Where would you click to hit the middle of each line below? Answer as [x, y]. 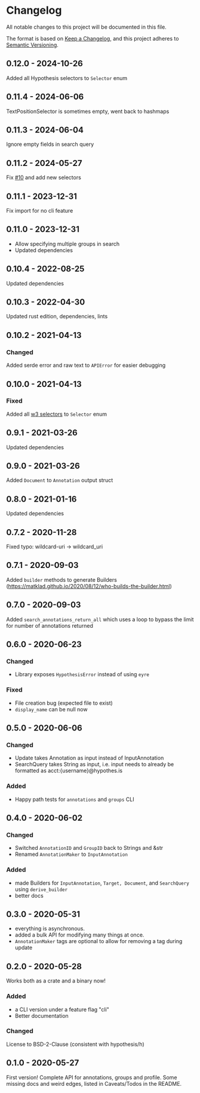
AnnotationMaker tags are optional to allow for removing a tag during [99, 941]
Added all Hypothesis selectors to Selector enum [67, 78]
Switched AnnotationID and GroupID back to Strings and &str [89, 848]
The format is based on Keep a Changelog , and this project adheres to [93, 38]
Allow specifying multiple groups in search [67, 244]
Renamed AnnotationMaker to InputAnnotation [71, 854]
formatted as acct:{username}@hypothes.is [69, 770]
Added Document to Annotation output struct [60, 480]
